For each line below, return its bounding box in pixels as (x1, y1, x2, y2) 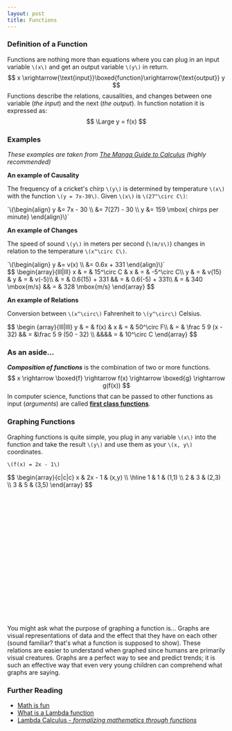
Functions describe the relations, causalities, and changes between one (7, 92, 213, 100)
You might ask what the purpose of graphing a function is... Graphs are (7, 623, 210, 632)
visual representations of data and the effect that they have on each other (7, 631, 217, 639)
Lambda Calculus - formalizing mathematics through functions (17, 716, 197, 724)
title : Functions (7, 17, 57, 24)
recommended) (7, 157, 51, 166)
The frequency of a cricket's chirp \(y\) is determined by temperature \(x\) (7, 184, 225, 193)
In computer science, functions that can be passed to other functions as (7, 393, 213, 401)
